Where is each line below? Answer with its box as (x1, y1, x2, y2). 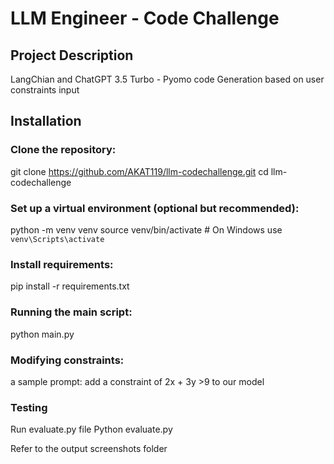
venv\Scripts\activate (10, 234, 105, 244)
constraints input (10, 84, 80, 96)
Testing (10, 400, 48, 414)
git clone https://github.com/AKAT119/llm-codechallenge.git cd (10, 165, 269, 177)
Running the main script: (10, 305, 133, 319)
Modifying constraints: (10, 353, 125, 367)
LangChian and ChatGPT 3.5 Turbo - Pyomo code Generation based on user (10, 73, 325, 85)
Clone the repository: (10, 143, 117, 157)
